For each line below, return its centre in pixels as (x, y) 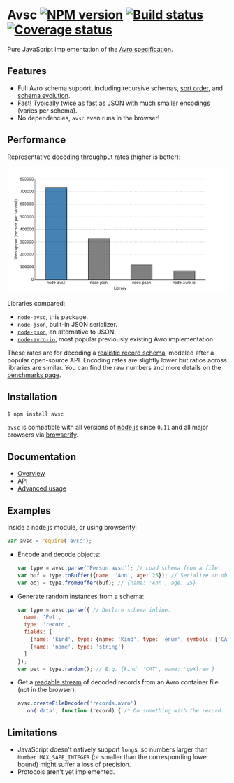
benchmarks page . (34, 375)
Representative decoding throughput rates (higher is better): (94, 157)
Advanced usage (42, 488)
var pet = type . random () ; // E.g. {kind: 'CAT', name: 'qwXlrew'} (116, 669)
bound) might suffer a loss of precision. (74, 764)
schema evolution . (44, 95)
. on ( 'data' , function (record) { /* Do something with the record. (124, 711)
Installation (32, 397)
